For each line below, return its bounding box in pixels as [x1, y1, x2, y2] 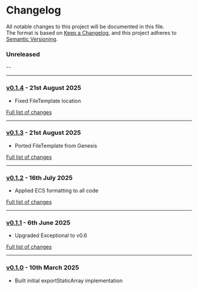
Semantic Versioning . [6, 35, 58, 42]
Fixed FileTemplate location [14, 97, 81, 104]
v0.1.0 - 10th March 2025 [6, 264, 80, 272]
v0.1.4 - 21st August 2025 [6, 84, 81, 92]
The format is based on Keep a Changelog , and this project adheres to [6, 29, 177, 36]
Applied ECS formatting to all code [14, 187, 99, 194]
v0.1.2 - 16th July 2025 [6, 174, 73, 182]
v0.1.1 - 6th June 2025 [6, 219, 71, 227]
